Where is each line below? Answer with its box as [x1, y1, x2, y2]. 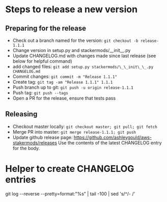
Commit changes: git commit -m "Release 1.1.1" [12, 73, 117, 80]
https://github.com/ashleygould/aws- [73, 134, 152, 140]
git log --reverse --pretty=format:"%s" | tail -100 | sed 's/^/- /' [5, 190, 135, 197]
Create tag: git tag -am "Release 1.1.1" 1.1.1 [12, 79, 113, 85]
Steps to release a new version [5, 4, 138, 15]
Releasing [5, 110, 38, 118]
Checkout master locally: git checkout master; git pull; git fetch [12, 123, 158, 130]
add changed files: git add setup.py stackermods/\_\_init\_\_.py [12, 64, 154, 69]
